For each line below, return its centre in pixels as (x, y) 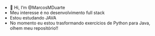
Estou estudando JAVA (33, 18)
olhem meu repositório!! (34, 28)
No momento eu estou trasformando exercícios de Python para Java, (80, 23)
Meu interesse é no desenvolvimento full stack (57, 13)
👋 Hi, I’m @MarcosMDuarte (37, 8)
